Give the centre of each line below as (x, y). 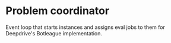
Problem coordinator (58, 11)
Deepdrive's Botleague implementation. (54, 33)
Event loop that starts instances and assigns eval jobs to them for (85, 27)
